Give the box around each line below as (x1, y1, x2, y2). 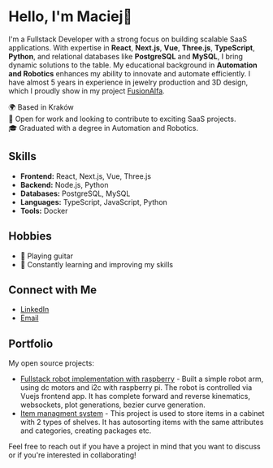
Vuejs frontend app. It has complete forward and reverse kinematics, (19, 392, 250, 401)
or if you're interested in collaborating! (8, 450, 136, 460)
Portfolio (8, 336, 54, 350)
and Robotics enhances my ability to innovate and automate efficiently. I (8, 68, 250, 78)
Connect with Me (8, 283, 97, 297)
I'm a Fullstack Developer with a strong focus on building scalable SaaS (8, 34, 248, 44)
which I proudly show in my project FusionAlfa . (8, 85, 165, 96)
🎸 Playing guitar (19, 251, 73, 261)
